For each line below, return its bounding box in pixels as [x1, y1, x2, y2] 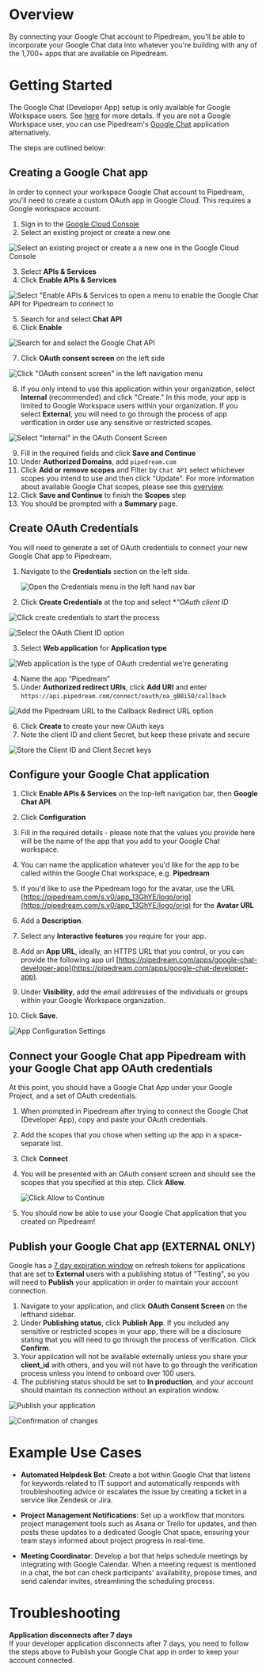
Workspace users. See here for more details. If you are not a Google [9, 111, 231, 120]
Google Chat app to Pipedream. [9, 551, 112, 560]
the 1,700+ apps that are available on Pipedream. [9, 48, 169, 58]
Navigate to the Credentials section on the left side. [20, 566, 190, 575]
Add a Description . [20, 916, 84, 925]
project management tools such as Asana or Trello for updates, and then [20, 1518, 256, 1529]
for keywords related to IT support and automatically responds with [20, 1478, 240, 1487]
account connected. [9, 1655, 74, 1665]
